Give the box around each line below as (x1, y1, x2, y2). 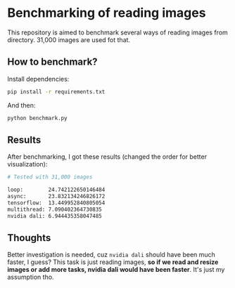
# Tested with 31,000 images (7, 174, 93, 181)
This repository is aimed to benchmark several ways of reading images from (7, 28, 229, 37)
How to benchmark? (7, 56, 98, 68)
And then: (7, 100, 36, 110)
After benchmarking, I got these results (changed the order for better (7, 152, 208, 161)
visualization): (7, 160, 48, 169)
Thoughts (7, 232, 51, 244)
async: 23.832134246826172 (7, 193, 106, 200)
